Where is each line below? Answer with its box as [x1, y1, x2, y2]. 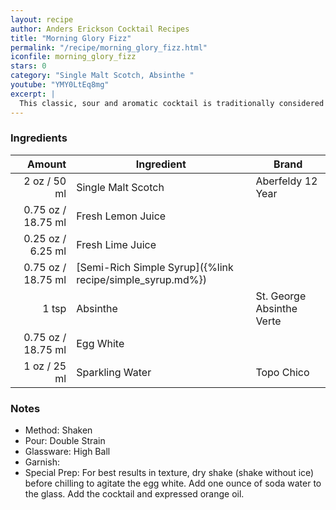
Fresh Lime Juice [76, 237, 157, 251]
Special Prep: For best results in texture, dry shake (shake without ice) [24, 467, 315, 479]
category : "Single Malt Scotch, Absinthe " [10, 71, 195, 81]
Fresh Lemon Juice [76, 209, 167, 223]
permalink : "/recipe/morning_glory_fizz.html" [10, 42, 208, 53]
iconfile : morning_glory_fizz [10, 52, 137, 62]
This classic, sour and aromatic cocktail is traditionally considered [19, 98, 325, 108]
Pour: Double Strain [24, 435, 106, 447]
